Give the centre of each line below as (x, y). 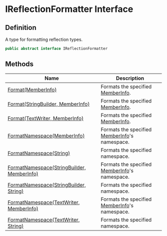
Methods (19, 64)
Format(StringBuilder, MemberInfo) (49, 104)
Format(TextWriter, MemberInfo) (45, 118)
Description (130, 78)
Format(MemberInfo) (32, 90)
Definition (21, 28)
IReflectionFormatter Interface (69, 9)
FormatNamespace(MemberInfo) (46, 135)
